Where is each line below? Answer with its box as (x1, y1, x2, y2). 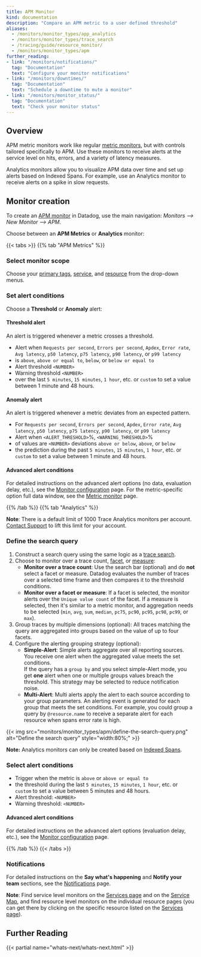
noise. (23, 684, 39, 691)
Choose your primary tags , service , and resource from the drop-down (6, 270, 179, 278)
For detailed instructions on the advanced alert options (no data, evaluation (6, 480, 191, 487)
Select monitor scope (6, 257, 70, 265)
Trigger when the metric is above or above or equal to (14, 774, 148, 781)
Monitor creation (6, 196, 70, 206)
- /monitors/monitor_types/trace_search (11, 37, 114, 43)
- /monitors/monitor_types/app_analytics (11, 31, 117, 37)
